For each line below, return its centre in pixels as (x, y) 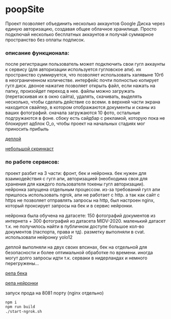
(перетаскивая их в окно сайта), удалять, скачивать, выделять (74, 97)
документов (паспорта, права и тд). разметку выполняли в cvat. (75, 232)
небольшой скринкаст (30, 149)
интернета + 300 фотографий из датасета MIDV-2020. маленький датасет (85, 221)
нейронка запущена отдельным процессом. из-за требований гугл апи (83, 189)
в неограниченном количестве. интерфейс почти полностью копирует (82, 81)
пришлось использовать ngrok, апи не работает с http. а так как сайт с (83, 195)
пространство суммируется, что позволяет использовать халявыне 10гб (84, 75)
